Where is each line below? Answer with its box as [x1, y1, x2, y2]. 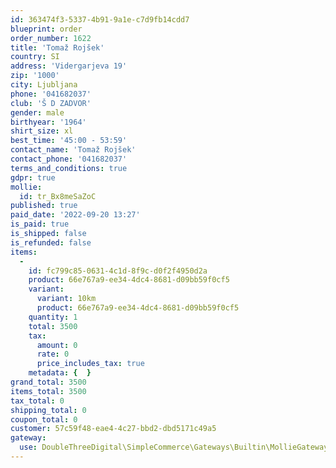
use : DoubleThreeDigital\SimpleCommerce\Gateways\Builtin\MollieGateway [19, 442, 329, 453]
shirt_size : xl [10, 126, 74, 136]
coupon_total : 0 [10, 414, 78, 425]
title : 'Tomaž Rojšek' [10, 42, 105, 53]
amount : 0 [36, 340, 78, 350]
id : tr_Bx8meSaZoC [19, 191, 97, 201]
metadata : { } [28, 368, 92, 378]
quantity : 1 [28, 312, 78, 322]
